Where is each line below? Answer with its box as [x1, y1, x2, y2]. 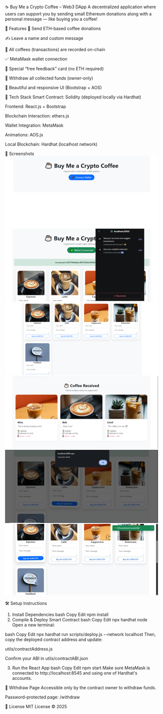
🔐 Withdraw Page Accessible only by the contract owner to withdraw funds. [5, 685, 157, 691]
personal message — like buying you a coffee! [5, 16, 98, 22]
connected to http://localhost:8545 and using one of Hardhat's [12, 670, 137, 676]
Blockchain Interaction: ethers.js [5, 113, 69, 118]
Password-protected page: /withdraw [5, 694, 80, 700]
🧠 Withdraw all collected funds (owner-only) [5, 75, 94, 81]
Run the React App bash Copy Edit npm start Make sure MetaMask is [12, 665, 150, 671]
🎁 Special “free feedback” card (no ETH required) [5, 66, 104, 72]
